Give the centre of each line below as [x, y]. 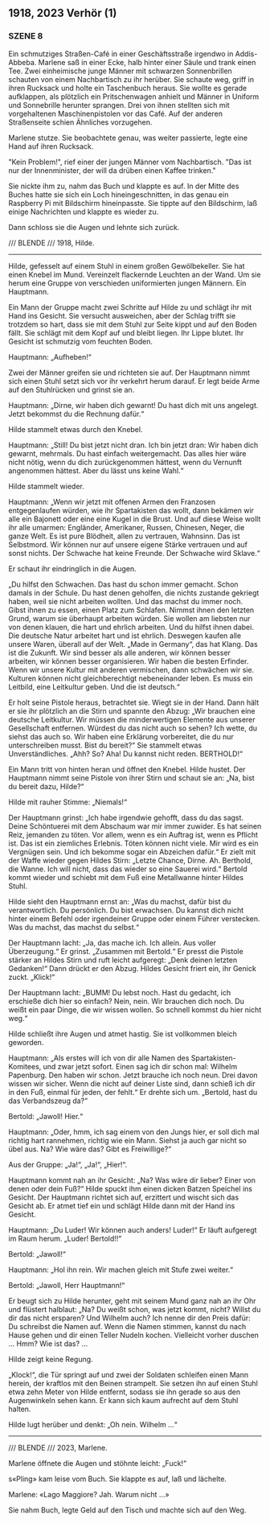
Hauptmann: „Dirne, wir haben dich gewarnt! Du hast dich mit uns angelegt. [133, 405]
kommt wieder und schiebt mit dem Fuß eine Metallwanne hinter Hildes [126, 877]
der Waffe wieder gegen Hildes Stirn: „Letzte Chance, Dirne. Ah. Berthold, [131, 860]
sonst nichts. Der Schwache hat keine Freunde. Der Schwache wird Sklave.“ [134, 553]
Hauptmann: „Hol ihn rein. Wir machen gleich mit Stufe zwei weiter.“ [121, 1270]
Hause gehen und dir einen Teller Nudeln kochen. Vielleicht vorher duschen [134, 1335]
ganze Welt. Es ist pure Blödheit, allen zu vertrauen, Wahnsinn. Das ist [124, 536]
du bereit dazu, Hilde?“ [46, 786]
